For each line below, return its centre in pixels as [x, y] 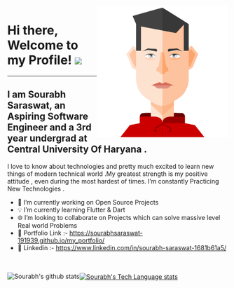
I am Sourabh [37, 95]
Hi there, [33, 30]
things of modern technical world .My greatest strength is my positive [108, 174]
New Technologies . [36, 188]
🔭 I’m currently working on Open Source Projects [88, 202]
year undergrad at [47, 138]
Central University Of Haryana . [77, 150]
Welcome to [43, 45]
